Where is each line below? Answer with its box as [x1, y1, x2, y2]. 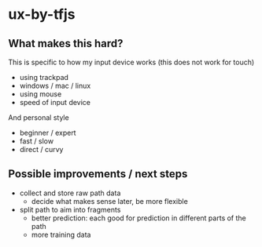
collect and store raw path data [19, 188, 121, 198]
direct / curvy [19, 145, 64, 154]
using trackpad [19, 73, 69, 82]
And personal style [8, 113, 69, 122]
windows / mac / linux [19, 81, 91, 90]
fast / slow [19, 136, 54, 146]
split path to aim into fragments [19, 205, 121, 214]
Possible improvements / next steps [8, 167, 188, 181]
